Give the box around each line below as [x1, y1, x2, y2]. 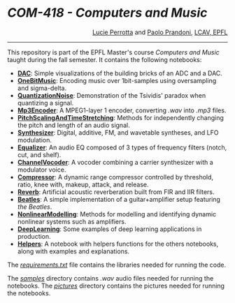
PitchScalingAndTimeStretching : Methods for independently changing [17, 113, 224, 121]
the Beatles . [17, 202, 52, 211]
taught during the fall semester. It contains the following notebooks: [7, 55, 202, 64]
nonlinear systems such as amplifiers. [17, 217, 127, 226]
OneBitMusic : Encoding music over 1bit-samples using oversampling [17, 76, 217, 84]
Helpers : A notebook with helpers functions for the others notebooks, [17, 239, 219, 248]
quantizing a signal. [17, 98, 74, 107]
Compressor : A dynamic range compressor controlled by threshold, [17, 172, 214, 181]
